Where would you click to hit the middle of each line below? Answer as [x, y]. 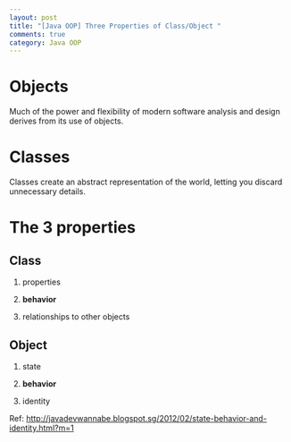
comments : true [37, 34]
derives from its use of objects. [67, 121]
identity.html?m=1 [42, 428]
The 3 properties [73, 228]
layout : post [33, 17]
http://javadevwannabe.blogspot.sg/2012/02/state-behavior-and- [147, 418]
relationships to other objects [76, 317]
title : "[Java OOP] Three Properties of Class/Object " [115, 26]
